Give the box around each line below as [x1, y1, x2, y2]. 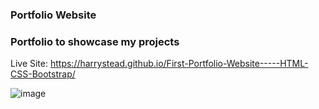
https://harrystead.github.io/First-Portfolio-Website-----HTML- [49, 58, 309, 70]
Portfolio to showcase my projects [10, 34, 180, 48]
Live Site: [10, 58, 49, 70]
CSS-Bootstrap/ [10, 68, 76, 80]
